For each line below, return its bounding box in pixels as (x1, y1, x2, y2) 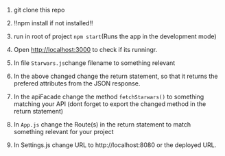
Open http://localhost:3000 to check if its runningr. (13, 46, 158, 53)
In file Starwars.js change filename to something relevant (13, 59, 176, 67)
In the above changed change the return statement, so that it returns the (13, 72, 218, 80)
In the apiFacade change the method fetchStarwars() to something (13, 92, 204, 101)
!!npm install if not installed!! (13, 19, 93, 27)
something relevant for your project (13, 128, 114, 135)
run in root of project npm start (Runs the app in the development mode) (13, 32, 217, 40)
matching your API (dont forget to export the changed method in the (13, 100, 206, 108)
